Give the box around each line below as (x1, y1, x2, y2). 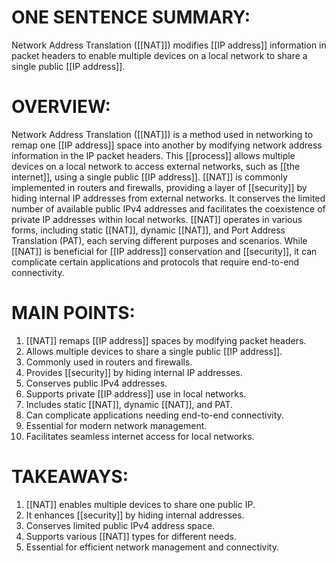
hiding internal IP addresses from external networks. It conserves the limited (11, 192, 326, 204)
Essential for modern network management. (25, 419, 208, 431)
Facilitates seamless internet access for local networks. (25, 430, 255, 442)
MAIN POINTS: (11, 302, 136, 325)
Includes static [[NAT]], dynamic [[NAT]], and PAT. (25, 398, 234, 410)
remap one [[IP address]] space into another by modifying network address (11, 139, 323, 151)
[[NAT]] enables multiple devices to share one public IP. (25, 498, 256, 510)
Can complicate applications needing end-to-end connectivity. (25, 409, 284, 421)
